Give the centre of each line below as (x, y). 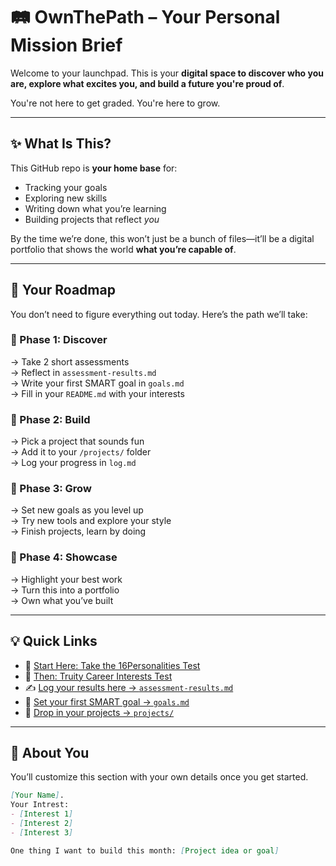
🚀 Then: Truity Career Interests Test (98, 676)
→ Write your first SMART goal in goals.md (97, 383)
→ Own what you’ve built (62, 600)
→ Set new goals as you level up (77, 510)
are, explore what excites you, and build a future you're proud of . (147, 83)
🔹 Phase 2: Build (50, 419)
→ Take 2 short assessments (70, 361)
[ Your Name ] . (37, 795)
